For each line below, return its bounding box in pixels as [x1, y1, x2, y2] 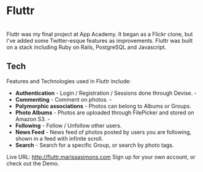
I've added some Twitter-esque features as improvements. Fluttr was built [6, 37, 193, 44]
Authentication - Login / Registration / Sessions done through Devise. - [15, 89, 197, 97]
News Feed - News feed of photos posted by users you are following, [15, 128, 192, 135]
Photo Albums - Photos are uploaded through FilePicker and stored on [15, 108, 194, 116]
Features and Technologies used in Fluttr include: [6, 77, 131, 84]
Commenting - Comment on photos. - [15, 95, 112, 103]
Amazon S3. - [15, 115, 50, 122]
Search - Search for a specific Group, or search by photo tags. [15, 141, 174, 149]
